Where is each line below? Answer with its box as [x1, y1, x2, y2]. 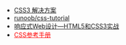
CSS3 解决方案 [13, 6, 57, 14]
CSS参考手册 [13, 30, 51, 39]
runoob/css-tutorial [13, 14, 70, 22]
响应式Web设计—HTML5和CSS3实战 [13, 22, 120, 30]
